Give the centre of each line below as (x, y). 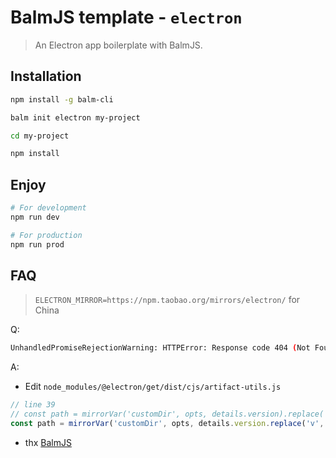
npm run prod (37, 244)
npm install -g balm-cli (62, 99)
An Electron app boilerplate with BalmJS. (118, 45)
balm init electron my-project (75, 117)
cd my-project (40, 136)
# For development (48, 208)
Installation (46, 76)
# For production (46, 235)
